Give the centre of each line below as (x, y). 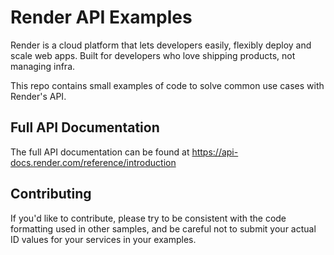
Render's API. (38, 96)
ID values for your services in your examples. (103, 239)
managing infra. (43, 66)
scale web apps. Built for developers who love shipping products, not (153, 55)
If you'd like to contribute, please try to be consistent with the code (148, 218)
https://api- (215, 152)
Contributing (51, 194)
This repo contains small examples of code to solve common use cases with (167, 85)
